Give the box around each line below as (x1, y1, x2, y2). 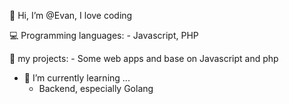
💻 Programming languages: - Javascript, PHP (9, 30, 199, 41)
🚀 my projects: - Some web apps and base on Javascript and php (9, 53, 279, 64)
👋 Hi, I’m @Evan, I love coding (9, 10, 133, 21)
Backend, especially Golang (38, 83, 154, 94)
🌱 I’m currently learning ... (23, 72, 131, 84)
